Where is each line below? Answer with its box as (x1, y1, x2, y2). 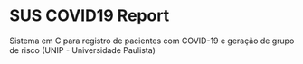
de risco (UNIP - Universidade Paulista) (9, 44, 156, 55)
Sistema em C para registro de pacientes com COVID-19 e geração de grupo (9, 35, 295, 46)
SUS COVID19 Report (9, 5, 170, 26)
